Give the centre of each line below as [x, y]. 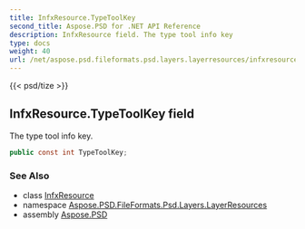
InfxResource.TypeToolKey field [102, 114]
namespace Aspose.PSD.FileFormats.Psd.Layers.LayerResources [145, 205]
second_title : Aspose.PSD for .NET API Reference [105, 26]
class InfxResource [58, 195]
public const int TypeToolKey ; [69, 152]
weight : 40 [30, 52]
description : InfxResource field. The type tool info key [121, 34]
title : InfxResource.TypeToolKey [73, 18]
